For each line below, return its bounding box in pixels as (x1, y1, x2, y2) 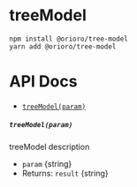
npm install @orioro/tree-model (9, 34, 128, 43)
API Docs (9, 71, 78, 92)
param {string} (21, 158, 72, 168)
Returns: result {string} (21, 168, 109, 178)
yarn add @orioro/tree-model (9, 41, 117, 51)
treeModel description (9, 141, 90, 152)
